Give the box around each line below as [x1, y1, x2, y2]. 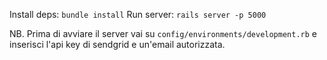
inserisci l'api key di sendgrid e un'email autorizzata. [9, 39, 226, 50]
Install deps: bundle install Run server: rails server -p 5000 [9, 9, 267, 20]
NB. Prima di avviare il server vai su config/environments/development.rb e [9, 28, 317, 39]
